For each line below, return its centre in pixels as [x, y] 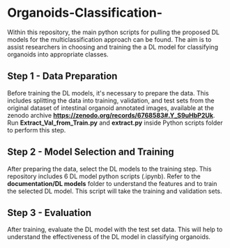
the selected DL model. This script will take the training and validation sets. [115, 191]
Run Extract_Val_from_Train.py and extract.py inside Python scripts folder [115, 123]
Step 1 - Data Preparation [62, 76]
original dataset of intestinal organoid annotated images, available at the [111, 108]
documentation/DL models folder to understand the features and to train [112, 183]
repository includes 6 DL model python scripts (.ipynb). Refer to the [104, 176]
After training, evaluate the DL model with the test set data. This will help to [115, 230]
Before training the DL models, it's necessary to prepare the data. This [108, 93]
